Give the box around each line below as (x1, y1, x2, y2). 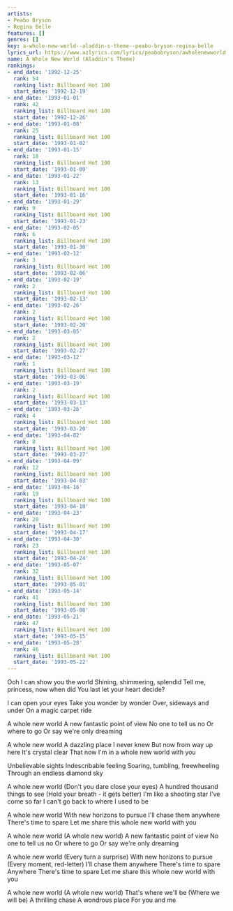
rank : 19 (13, 490, 39, 497)
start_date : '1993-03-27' (13, 451, 89, 458)
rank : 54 (13, 75, 39, 82)
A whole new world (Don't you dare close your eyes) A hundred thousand (7, 783, 218, 791)
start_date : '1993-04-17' (13, 529, 89, 536)
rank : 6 (13, 231, 36, 238)
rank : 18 (13, 153, 39, 160)
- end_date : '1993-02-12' (7, 250, 82, 257)
